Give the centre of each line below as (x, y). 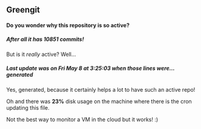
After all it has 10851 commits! (45, 39)
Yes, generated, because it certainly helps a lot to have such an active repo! (101, 89)
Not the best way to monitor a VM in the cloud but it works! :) (82, 119)
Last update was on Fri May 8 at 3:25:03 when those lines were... (91, 68)
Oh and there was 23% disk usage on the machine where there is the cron (99, 101)
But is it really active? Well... (41, 54)
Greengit (23, 10)
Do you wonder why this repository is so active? (68, 25)
